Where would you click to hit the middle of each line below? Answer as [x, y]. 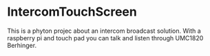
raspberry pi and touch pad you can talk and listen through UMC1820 [105, 38]
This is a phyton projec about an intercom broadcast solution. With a [104, 31]
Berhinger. [22, 45]
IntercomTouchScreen [72, 12]
